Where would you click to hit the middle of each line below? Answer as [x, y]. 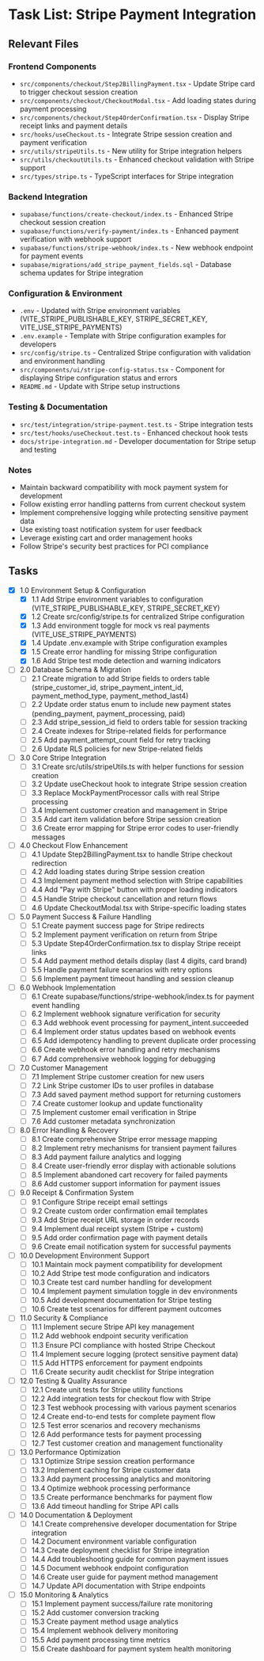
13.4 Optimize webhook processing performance [111, 1488]
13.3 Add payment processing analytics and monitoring [121, 1479]
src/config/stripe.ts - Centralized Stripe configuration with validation [135, 353]
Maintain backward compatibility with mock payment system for [124, 487]
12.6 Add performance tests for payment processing [117, 1434]
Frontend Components [53, 67]
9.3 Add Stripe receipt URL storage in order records [115, 1220]
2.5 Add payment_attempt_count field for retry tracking [121, 739]
